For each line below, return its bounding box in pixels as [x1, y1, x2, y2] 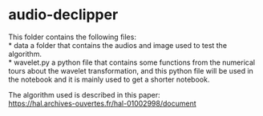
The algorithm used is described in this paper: [8, 90, 160, 99]
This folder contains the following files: [8, 32, 136, 42]
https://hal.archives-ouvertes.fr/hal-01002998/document [8, 98, 196, 108]
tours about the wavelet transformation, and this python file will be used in [8, 66, 254, 75]
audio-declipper [8, 6, 119, 24]
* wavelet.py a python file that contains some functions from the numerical [8, 58, 255, 67]
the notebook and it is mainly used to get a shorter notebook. [8, 74, 210, 84]
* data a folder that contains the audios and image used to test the [8, 40, 227, 50]
